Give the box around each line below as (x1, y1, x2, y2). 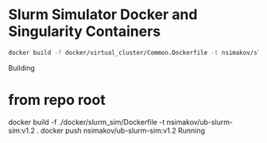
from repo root (8, 91, 106, 109)
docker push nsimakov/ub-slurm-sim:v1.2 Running (41, 126, 205, 135)
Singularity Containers (8, 22, 161, 41)
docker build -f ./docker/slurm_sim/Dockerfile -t (8, 117, 165, 126)
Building (8, 63, 36, 72)
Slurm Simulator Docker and (8, 6, 198, 24)
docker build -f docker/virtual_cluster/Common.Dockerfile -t (8, 48, 219, 56)
